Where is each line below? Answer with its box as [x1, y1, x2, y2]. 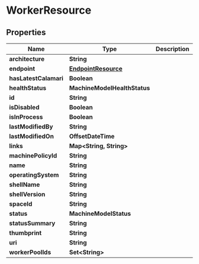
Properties [6, 27, 46, 37]
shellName [9, 181, 40, 188]
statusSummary [9, 219, 56, 227]
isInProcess [9, 113, 43, 121]
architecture [9, 55, 45, 63]
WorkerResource [6, 4, 92, 17]
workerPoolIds [9, 248, 52, 256]
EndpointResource [69, 65, 123, 73]
